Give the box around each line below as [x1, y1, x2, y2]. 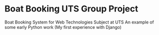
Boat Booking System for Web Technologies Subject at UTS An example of [4, 19, 154, 25]
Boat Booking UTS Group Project [4, 3, 139, 14]
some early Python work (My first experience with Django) [4, 24, 122, 30]
